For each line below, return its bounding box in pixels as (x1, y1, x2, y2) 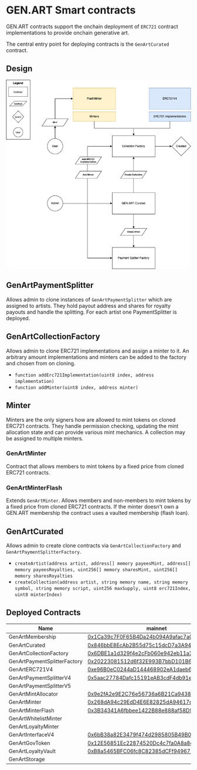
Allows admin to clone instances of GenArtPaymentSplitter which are (6, 296, 172, 303)
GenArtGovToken (8, 740, 50, 747)
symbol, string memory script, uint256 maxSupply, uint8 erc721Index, (14, 585, 191, 591)
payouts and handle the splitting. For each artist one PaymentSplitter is (6, 308, 177, 316)
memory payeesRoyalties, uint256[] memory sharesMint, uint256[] (14, 567, 178, 572)
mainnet (146, 625, 167, 632)
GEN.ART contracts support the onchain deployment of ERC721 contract (6, 23, 179, 30)
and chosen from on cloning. (6, 359, 76, 367)
